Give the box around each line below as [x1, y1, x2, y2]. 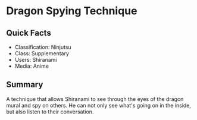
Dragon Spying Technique [6, 4, 137, 18]
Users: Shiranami [14, 56, 57, 63]
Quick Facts [6, 28, 52, 38]
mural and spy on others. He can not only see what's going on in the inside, [6, 102, 192, 109]
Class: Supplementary [14, 50, 70, 57]
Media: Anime [14, 62, 49, 70]
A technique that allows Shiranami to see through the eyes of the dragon [6, 95, 184, 102]
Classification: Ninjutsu [14, 43, 71, 50]
